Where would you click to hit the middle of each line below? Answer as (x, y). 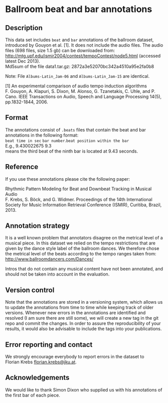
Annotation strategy (37, 226)
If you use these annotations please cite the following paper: (68, 179)
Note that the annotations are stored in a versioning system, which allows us (84, 302)
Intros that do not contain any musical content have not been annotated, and (84, 269)
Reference (22, 167)
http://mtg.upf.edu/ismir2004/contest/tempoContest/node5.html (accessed (83, 56)
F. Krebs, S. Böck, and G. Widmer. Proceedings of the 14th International (79, 199)
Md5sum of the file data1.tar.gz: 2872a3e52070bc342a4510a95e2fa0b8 (80, 66)
